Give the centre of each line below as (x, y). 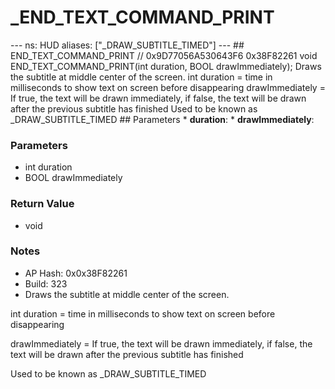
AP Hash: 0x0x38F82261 (76, 273)
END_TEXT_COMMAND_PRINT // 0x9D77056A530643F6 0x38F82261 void (164, 55)
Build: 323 (46, 283)
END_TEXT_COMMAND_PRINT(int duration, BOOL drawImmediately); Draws (166, 66)
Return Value (42, 204)
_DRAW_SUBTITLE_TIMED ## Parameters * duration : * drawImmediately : (162, 119)
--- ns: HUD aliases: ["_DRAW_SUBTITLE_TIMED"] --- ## (127, 45)
